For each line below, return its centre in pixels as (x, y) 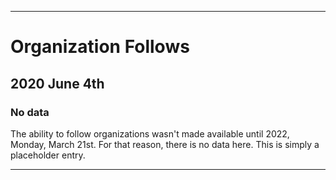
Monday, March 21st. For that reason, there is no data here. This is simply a (165, 144)
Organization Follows (100, 47)
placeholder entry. (48, 155)
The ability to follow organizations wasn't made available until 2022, (150, 133)
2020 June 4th (57, 83)
